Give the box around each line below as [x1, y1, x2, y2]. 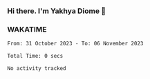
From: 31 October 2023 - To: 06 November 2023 [7, 41, 144, 47]
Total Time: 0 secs [7, 53, 64, 60]
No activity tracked [7, 65, 67, 71]
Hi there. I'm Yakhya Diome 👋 [7, 6, 106, 16]
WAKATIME [7, 24, 47, 34]
